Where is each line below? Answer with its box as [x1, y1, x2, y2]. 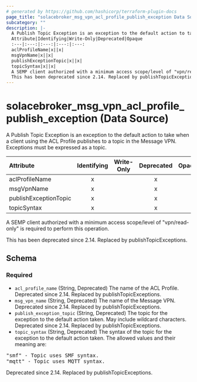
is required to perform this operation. [20, 225, 110, 232]
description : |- [6, 25, 46, 31]
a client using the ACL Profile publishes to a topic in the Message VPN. [6, 138, 177, 145]
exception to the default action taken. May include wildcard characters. [14, 316, 186, 323]
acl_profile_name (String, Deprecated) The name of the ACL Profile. [14, 284, 179, 291]
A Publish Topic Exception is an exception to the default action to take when [6, 132, 189, 139]
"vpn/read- [162, 219, 189, 226]
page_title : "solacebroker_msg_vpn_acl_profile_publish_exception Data [6, 14, 185, 20]
